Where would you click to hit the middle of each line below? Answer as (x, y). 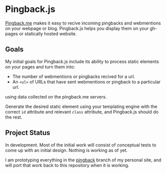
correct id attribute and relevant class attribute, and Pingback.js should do (82, 111)
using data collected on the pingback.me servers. (56, 96)
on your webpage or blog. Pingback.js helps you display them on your (77, 28)
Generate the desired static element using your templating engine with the (81, 106)
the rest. (14, 117)
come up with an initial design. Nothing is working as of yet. (67, 150)
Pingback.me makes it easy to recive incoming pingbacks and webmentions (83, 23)
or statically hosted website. (48, 33)
